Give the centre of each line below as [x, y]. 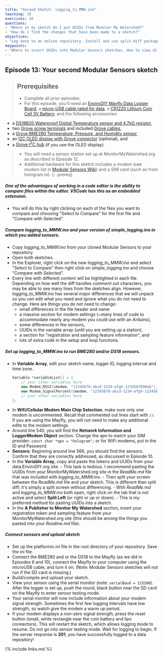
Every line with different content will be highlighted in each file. [75, 278]
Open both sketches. [33, 258]
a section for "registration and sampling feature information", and [84, 335]
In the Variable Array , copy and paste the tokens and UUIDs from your [83, 461]
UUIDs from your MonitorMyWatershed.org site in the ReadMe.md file [82, 472]
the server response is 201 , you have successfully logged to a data [79, 635]
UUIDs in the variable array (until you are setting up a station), [81, 330]
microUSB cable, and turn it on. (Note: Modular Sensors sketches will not [85, 567]
